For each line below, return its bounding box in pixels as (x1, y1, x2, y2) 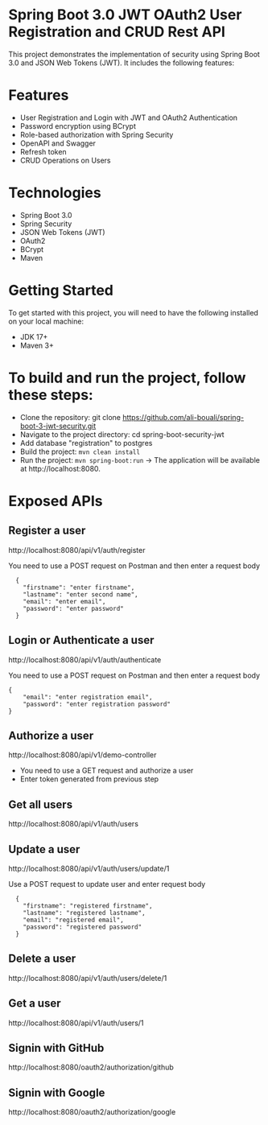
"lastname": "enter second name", (23, 590, 138, 599)
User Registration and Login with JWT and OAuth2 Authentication (19, 113, 238, 122)
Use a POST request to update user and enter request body (8, 879, 206, 888)
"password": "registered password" (23, 923, 142, 931)
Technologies (8, 183, 102, 202)
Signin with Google (8, 1086, 105, 1099)
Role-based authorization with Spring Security (19, 130, 174, 139)
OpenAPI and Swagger (19, 138, 97, 148)
